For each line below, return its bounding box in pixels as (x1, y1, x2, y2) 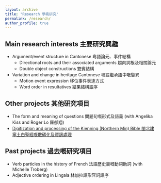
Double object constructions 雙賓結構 (19, 66, 95, 72)
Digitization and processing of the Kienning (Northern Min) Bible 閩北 (12, 125, 150, 131)
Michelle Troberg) (12, 166, 48, 172)
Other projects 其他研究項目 (5, 100, 90, 108)
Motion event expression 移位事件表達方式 (19, 78, 104, 84)
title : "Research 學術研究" (5, 12, 59, 17)
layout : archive (5, 7, 38, 12)
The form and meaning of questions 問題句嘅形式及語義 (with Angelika (12, 113, 153, 119)
